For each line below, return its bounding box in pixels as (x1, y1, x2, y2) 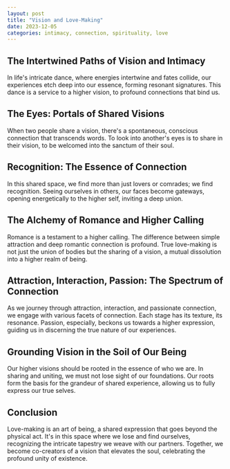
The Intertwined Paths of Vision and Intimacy (7, 55, 206, 66)
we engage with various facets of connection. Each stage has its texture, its (7, 311, 223, 320)
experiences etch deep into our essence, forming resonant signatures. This (7, 81, 222, 89)
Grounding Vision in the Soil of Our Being (7, 346, 187, 358)
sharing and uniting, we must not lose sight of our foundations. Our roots (7, 371, 214, 380)
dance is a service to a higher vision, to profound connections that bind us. (7, 88, 220, 97)
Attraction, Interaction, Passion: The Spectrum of (7, 275, 224, 286)
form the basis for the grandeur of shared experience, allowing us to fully (7, 379, 215, 387)
